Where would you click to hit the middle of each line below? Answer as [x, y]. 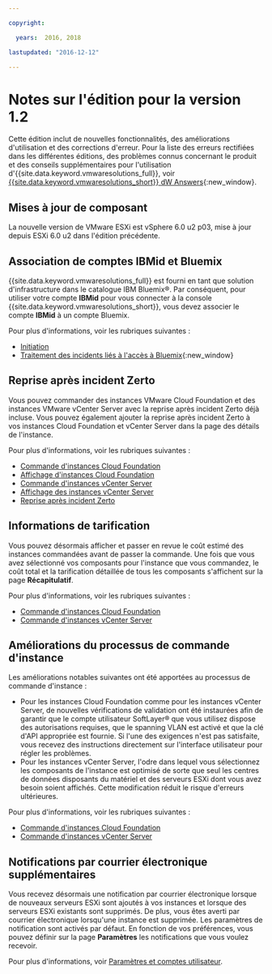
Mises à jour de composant [78, 207]
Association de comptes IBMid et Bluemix [115, 261]
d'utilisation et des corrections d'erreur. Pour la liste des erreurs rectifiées [132, 147]
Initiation [34, 346]
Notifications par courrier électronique [108, 862]
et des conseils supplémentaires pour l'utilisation [90, 165]
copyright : [27, 23]
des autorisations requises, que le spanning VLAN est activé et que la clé [142, 728]
